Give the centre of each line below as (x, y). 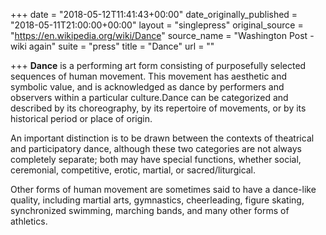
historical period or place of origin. (81, 118)
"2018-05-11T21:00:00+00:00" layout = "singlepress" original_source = (157, 25)
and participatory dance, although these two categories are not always (156, 148)
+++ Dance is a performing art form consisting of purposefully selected (158, 65)
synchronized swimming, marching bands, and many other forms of (150, 210)
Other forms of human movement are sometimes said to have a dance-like (163, 189)
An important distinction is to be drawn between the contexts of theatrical (162, 138)
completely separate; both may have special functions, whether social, (156, 159)
